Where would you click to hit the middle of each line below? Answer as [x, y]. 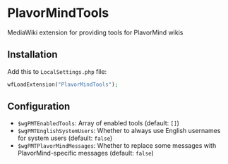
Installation [32, 55]
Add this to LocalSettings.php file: [57, 71]
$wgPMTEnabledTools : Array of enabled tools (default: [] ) [98, 123]
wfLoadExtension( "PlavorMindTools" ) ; [63, 84]
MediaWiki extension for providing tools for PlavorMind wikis [95, 32]
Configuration [39, 107]
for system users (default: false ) [65, 138]
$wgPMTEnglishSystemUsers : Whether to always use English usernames [119, 131]
